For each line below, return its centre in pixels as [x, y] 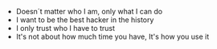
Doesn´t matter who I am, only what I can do [89, 11]
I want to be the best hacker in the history [85, 20]
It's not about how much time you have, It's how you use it [113, 36]
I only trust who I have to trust [65, 28]
